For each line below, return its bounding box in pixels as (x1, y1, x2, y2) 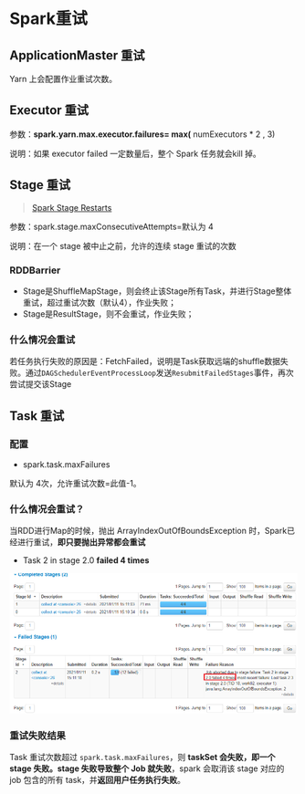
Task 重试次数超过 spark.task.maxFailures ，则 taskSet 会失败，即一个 (9, 752, 276, 763)
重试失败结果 (9, 729, 67, 742)
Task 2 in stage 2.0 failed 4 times (22, 555, 150, 566)
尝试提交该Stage (9, 379, 72, 390)
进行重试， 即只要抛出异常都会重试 (16, 537, 146, 548)
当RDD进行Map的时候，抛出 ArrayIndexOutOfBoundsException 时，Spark (9, 526, 288, 537)
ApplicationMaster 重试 (9, 47, 145, 63)
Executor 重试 (9, 102, 89, 119)
